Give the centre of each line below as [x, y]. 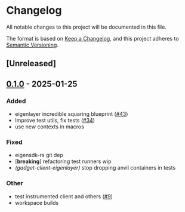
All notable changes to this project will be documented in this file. [87, 27]
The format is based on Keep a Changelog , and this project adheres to [92, 38]
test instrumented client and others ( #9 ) [64, 196]
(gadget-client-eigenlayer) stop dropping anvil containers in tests [95, 168]
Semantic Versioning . [32, 45]
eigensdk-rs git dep [39, 155]
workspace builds [37, 202]
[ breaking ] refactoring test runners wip [63, 161]
